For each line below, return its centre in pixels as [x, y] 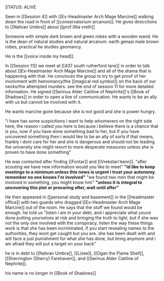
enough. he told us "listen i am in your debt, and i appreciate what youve [78, 213]
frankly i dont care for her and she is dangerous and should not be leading [80, 142]
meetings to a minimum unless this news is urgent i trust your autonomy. [81, 172]
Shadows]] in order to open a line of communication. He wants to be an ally [81, 97]
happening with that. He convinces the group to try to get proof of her [75, 76]
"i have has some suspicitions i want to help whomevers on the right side [79, 121]
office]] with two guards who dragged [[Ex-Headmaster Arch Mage [73, 202]
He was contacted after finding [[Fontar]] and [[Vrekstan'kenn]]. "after [76, 162]
